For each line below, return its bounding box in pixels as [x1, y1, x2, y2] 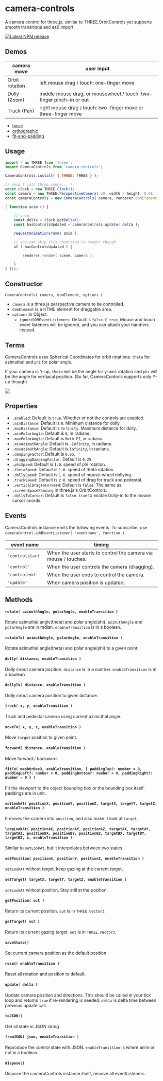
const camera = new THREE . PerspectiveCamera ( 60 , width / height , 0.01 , [5, 191, 155, 196]
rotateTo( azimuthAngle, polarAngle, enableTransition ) [5, 635, 123, 640]
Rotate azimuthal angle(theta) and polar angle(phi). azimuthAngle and [5, 619, 143, 625]
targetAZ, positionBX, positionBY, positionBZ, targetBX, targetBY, [5, 831, 147, 836]
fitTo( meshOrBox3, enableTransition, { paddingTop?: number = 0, [5, 767, 142, 772]
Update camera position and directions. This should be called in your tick [5, 992, 151, 998]
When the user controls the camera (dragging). [47, 563, 154, 570]
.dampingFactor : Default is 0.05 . [12, 451, 75, 457]
